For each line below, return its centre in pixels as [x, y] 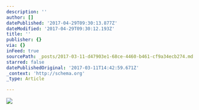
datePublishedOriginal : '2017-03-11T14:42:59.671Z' [73, 68]
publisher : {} [24, 40]
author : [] [20, 17]
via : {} [16, 46]
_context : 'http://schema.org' [46, 73]
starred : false [25, 62]
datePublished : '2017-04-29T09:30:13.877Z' [62, 23]
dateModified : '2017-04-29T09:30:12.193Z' [60, 29]
